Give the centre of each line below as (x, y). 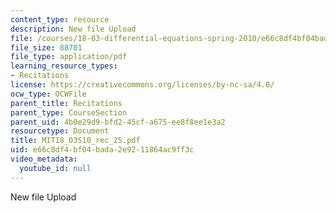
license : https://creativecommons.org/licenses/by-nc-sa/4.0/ (142, 85)
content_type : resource (60, 19)
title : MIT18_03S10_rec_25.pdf (75, 141)
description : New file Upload (73, 29)
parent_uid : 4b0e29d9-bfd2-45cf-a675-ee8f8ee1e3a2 (118, 122)
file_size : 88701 (46, 47)
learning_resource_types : (64, 66)
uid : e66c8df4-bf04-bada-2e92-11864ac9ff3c (102, 150)
